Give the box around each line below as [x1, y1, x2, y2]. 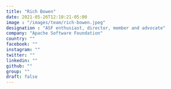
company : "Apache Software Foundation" [6, 30, 103, 36]
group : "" [6, 69, 30, 74]
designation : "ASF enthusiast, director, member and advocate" [6, 25, 166, 31]
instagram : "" [6, 47, 41, 53]
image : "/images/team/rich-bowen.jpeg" [6, 19, 106, 25]
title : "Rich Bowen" [6, 8, 57, 15]
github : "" [6, 63, 33, 69]
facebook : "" [6, 42, 38, 47]
